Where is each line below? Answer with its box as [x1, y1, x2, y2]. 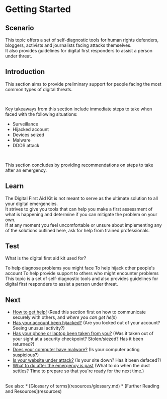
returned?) [12, 341, 35, 347]
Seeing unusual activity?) [12, 325, 65, 331]
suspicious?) [12, 352, 39, 358]
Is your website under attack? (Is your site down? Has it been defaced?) [12, 357, 161, 363]
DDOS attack [12, 142, 40, 148]
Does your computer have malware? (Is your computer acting [12, 347, 140, 353]
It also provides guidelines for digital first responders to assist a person [5, 48, 152, 53]
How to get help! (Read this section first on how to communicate [12, 309, 146, 315]
